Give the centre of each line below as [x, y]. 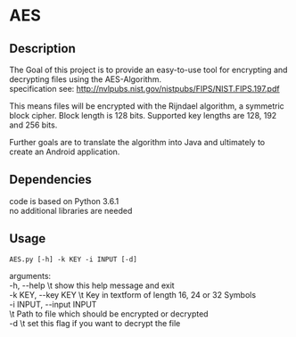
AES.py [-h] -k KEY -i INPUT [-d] [74, 259]
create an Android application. [65, 152]
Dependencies [50, 180]
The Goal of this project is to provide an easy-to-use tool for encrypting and [148, 70]
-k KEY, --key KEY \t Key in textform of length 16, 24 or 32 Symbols [133, 294]
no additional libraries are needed [71, 210]
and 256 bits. [33, 125]
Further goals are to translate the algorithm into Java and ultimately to [137, 142]
